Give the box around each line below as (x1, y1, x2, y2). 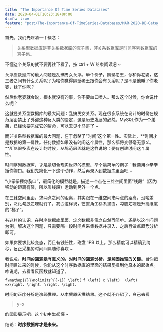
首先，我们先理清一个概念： (5, 35, 61, 40)
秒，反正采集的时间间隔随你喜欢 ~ (5, 246, 73, 252)
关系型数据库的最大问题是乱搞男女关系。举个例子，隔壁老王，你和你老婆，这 (5, 72, 158, 78)
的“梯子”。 (5, 207, 26, 213)
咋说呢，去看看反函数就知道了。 (5, 268, 69, 274)
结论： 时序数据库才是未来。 (5, 322, 61, 328)
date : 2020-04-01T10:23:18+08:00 (5, 12, 73, 17)
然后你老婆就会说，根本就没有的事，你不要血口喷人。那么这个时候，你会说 (5, 94, 154, 100)
